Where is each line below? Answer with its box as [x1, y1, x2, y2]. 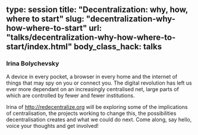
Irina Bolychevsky [6, 59, 59, 67]
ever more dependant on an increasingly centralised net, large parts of [6, 85, 180, 92]
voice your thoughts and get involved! [6, 122, 99, 129]
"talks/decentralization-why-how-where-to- [6, 33, 176, 43]
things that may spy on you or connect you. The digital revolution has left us [6, 79, 192, 86]
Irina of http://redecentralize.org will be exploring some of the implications [6, 103, 188, 110]
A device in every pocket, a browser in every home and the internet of [6, 73, 178, 80]
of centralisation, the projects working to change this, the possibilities [6, 110, 177, 117]
